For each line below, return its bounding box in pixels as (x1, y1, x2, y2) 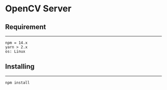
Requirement (5, 23, 46, 31)
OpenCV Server (5, 3, 72, 14)
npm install (5, 80, 30, 85)
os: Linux (5, 49, 26, 54)
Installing (5, 62, 35, 71)
